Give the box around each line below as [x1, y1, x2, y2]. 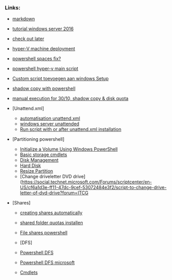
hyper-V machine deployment [12, 46, 75, 52]
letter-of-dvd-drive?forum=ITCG [20, 190, 88, 196]
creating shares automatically [20, 210, 83, 216]
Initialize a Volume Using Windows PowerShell [20, 146, 118, 153]
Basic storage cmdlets [20, 152, 67, 158]
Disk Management [20, 157, 59, 163]
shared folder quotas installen [20, 220, 83, 226]
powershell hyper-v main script [12, 66, 79, 72]
